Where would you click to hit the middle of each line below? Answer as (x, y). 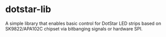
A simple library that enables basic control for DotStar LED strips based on (83, 23)
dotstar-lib (28, 9)
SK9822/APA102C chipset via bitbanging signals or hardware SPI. (74, 28)
